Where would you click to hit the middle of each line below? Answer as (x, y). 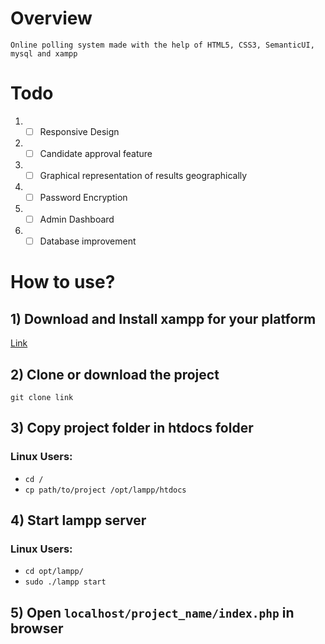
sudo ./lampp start (65, 582)
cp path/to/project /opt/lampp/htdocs (105, 490)
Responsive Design (79, 131)
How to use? (63, 282)
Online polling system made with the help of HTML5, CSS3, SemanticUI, (162, 45)
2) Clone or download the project (115, 374)
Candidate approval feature (96, 153)
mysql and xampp (44, 53)
